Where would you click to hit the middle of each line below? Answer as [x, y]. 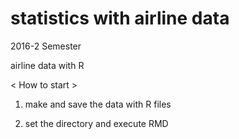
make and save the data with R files [98, 104]
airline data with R [47, 65]
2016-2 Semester [46, 46]
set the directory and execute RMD [96, 123]
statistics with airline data [120, 18]
